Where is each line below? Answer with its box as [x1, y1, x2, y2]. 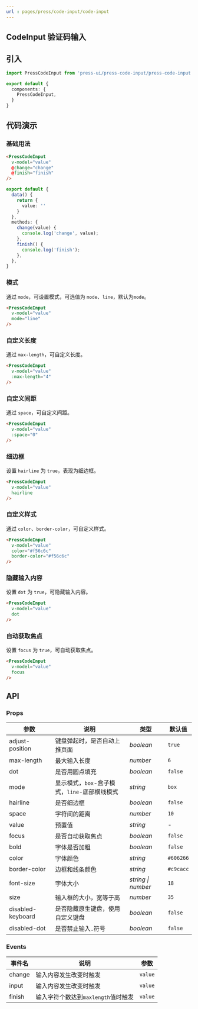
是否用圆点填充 [55, 768, 97, 776]
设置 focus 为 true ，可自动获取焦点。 [6, 646, 97, 654]
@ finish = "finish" [11, 170, 54, 176]
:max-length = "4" [11, 374, 51, 380]
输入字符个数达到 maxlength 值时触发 [35, 992, 134, 1001]
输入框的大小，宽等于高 [55, 894, 120, 902]
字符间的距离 [55, 810, 91, 818]
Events [6, 943, 27, 951]
